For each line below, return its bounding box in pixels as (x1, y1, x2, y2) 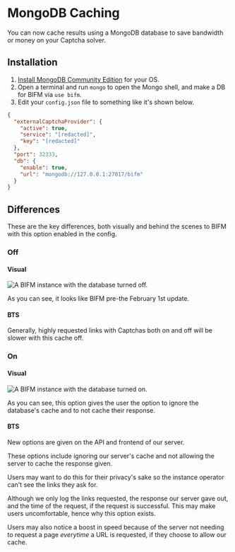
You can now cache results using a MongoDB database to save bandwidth (7, 28, 224, 37)
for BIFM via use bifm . (17, 90, 83, 98)
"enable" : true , (20, 164, 68, 171)
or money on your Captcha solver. (7, 35, 106, 44)
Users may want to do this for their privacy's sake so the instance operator (7, 473, 224, 481)
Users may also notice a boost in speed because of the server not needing (7, 522, 224, 531)
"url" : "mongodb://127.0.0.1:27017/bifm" (20, 171, 143, 178)
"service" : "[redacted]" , (20, 131, 97, 139)
